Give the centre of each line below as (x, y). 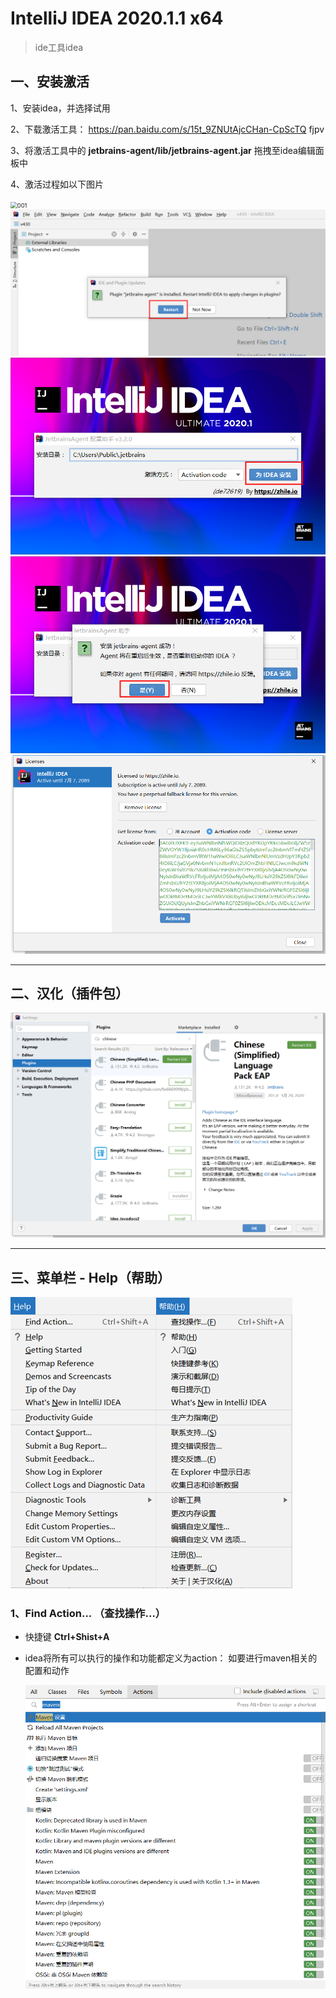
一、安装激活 (50, 82)
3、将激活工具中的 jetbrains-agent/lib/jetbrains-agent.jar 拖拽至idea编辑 (163, 150)
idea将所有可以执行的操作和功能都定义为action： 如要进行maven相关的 (171, 1658)
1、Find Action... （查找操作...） (88, 1613)
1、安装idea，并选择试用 (60, 108)
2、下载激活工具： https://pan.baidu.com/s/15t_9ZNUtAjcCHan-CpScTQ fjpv (167, 129)
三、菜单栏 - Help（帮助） (90, 1277)
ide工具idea (59, 47)
